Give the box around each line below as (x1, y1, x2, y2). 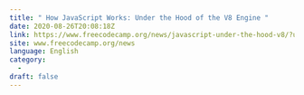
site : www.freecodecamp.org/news (9, 38, 136, 48)
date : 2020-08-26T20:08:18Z (9, 22, 116, 31)
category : (9, 55, 47, 64)
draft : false (9, 72, 59, 81)
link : (9, 30, 30, 39)
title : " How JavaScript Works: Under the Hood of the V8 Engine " (9, 13, 270, 23)
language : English (9, 47, 79, 56)
